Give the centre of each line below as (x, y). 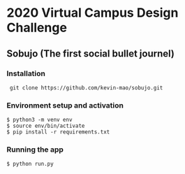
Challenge (37, 28)
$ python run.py (30, 164)
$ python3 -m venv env (39, 120)
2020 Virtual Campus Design (92, 13)
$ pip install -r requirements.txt (58, 132)
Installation (26, 73)
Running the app (35, 150)
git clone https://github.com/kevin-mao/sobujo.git (86, 88)
